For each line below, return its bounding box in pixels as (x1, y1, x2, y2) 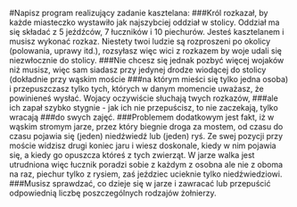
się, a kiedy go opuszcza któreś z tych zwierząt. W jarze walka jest (9, 150, 255, 160)
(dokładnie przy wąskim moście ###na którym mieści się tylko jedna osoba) (9, 74, 289, 84)
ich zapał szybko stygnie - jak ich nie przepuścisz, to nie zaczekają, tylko (9, 103, 278, 112)
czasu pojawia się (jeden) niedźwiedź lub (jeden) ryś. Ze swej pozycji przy (9, 131, 284, 141)
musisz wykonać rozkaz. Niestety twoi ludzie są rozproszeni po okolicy (9, 36, 271, 46)
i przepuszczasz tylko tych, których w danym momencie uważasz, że (9, 84, 265, 94)
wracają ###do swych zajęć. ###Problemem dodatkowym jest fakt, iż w (9, 112, 275, 122)
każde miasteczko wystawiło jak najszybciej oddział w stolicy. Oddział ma (9, 17, 280, 28)
